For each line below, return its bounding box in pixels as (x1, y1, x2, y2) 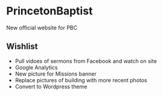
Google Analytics (14, 64, 58, 71)
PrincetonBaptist (6, 4, 93, 18)
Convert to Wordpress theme (14, 83, 88, 90)
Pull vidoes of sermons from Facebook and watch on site (14, 57, 157, 64)
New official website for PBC (6, 24, 77, 31)
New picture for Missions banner (14, 70, 97, 77)
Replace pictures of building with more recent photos (14, 76, 147, 83)
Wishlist (6, 41, 38, 52)
